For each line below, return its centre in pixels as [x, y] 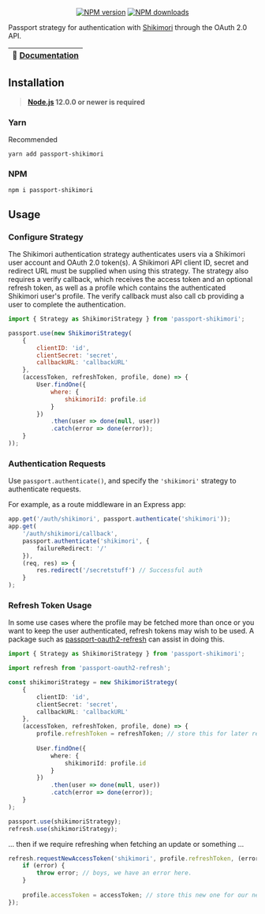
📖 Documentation [45, 55]
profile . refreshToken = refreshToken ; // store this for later [142, 734]
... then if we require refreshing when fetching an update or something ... [126, 844]
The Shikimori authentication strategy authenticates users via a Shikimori [127, 254]
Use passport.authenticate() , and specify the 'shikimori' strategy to [122, 481]
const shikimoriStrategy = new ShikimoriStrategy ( [93, 683]
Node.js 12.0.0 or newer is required [86, 102]
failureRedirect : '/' [72, 548]
